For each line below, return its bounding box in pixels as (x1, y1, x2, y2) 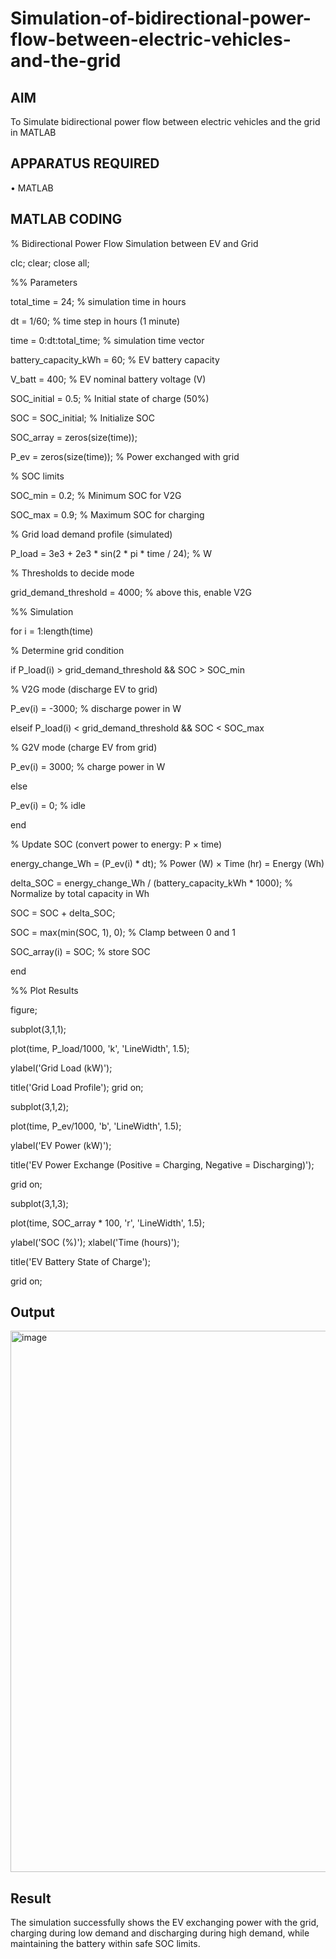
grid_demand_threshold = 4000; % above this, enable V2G (10, 586, 252, 598)
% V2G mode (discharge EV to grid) (10, 683, 158, 695)
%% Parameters (10, 276, 78, 288)
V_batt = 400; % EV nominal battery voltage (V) (10, 373, 207, 385)
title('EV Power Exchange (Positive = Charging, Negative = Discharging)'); (10, 1158, 315, 1171)
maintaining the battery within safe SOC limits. (10, 1938, 201, 1950)
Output (10, 1304, 55, 1321)
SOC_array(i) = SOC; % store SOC (10, 945, 151, 957)
